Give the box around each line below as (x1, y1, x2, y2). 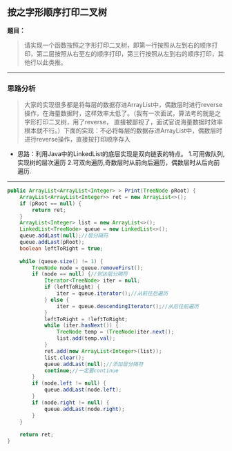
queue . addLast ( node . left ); (43, 386, 122, 394)
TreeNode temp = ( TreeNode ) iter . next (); (56, 329, 175, 336)
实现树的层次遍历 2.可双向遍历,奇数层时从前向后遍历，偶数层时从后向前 (17, 158, 220, 167)
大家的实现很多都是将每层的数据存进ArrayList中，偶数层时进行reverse (23, 101, 223, 109)
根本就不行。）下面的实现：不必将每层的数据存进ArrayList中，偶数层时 (23, 126, 223, 135)
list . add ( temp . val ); (56, 335, 116, 342)
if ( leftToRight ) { (43, 284, 100, 291)
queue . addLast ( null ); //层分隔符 (19, 232, 108, 240)
